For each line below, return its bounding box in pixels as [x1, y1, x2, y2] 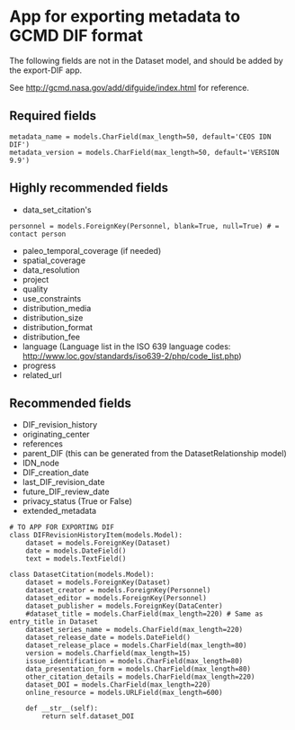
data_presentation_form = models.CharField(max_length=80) [25, 664, 252, 674]
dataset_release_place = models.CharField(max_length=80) [25, 641, 247, 650]
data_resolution [22, 264, 80, 275]
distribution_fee [22, 331, 81, 342]
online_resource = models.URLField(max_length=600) [25, 689, 223, 698]
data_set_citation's [22, 204, 92, 215]
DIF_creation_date [22, 467, 90, 478]
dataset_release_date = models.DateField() [25, 633, 192, 643]
